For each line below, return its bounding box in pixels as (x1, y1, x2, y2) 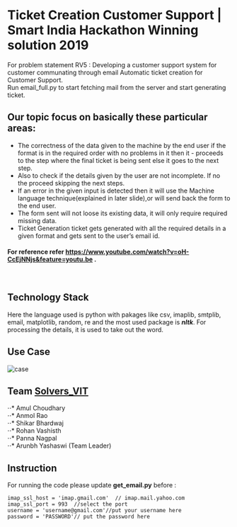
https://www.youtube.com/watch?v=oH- (65, 248, 190, 256)
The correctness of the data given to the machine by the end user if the (17, 141, 226, 149)
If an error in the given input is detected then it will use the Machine (17, 186, 214, 195)
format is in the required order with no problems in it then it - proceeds (17, 149, 224, 157)
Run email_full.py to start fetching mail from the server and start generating (7, 83, 226, 91)
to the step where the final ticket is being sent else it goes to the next (17, 156, 219, 164)
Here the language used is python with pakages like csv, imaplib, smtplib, (7, 310, 221, 319)
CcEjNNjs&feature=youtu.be (7, 255, 93, 263)
